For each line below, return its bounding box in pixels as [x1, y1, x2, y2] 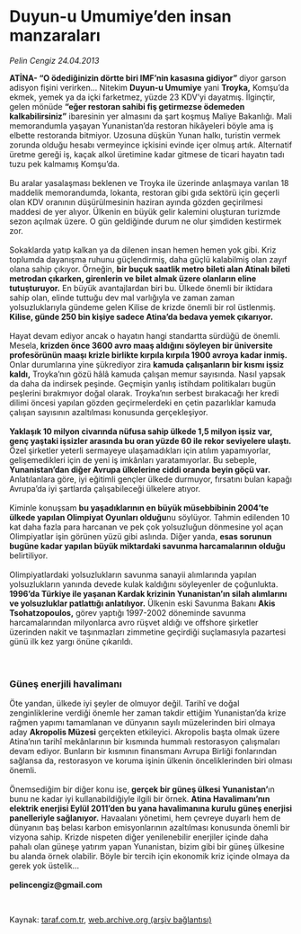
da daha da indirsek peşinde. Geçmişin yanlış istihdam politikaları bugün [9, 378, 277, 388]
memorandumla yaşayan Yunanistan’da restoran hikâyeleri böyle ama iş [9, 120, 274, 131]
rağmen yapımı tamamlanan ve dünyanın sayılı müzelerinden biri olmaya [9, 717, 276, 728]
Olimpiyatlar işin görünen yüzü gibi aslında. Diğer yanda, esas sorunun [9, 530, 272, 541]
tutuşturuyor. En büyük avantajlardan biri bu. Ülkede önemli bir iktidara [9, 282, 273, 293]
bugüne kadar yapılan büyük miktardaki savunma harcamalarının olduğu [9, 540, 286, 551]
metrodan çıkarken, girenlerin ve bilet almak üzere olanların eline [9, 272, 257, 284]
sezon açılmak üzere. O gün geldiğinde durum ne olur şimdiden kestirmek [9, 216, 282, 227]
